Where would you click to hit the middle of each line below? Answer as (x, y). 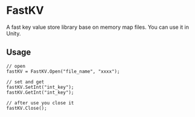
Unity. (14, 33)
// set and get (25, 82)
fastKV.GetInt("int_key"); (40, 92)
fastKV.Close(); (27, 108)
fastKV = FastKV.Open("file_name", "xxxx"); (63, 71)
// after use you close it (40, 103)
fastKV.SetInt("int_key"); (40, 87)
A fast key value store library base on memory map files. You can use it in (97, 27)
